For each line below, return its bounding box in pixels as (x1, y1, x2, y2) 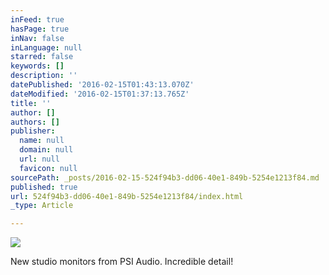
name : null (19, 136, 65, 146)
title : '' (10, 98, 52, 108)
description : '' (10, 71, 78, 81)
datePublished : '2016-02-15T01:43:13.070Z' (10, 80, 195, 90)
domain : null (19, 145, 74, 155)
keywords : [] (10, 61, 65, 71)
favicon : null (19, 163, 78, 173)
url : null (19, 154, 60, 164)
